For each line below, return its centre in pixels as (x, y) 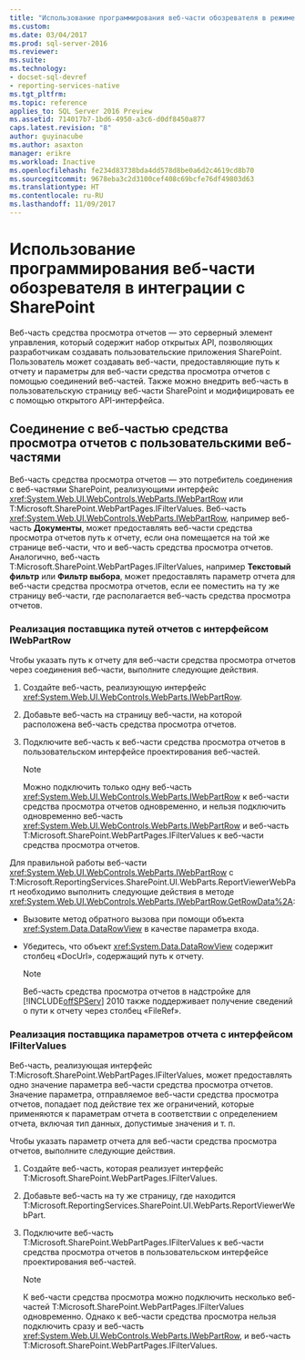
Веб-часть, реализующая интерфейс (81, 1066)
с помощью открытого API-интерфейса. (87, 400)
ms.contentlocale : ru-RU (56, 196)
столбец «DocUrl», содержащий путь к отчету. (113, 956)
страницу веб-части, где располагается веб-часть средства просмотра (150, 595)
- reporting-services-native (65, 86)
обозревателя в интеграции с (127, 288)
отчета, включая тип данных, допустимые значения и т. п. (122, 1124)
